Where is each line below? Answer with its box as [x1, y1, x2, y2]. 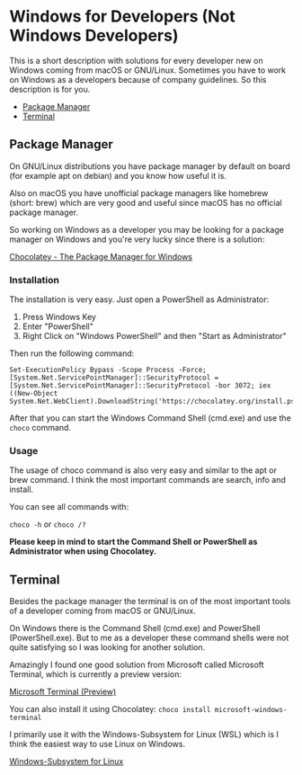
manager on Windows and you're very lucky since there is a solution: [9, 234, 265, 245]
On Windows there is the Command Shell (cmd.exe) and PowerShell [9, 623, 261, 634]
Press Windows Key [22, 312, 97, 323]
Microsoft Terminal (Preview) [9, 686, 117, 698]
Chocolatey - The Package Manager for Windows [9, 251, 193, 262]
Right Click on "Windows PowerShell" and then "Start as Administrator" [22, 331, 287, 342]
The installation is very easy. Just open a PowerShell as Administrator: [9, 294, 270, 305]
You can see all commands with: [9, 502, 129, 512]
